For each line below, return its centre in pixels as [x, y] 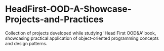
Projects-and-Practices [54, 19]
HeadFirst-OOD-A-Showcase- [68, 9]
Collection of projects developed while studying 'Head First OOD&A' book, [81, 33]
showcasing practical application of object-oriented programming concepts [82, 38]
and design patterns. [26, 43]
